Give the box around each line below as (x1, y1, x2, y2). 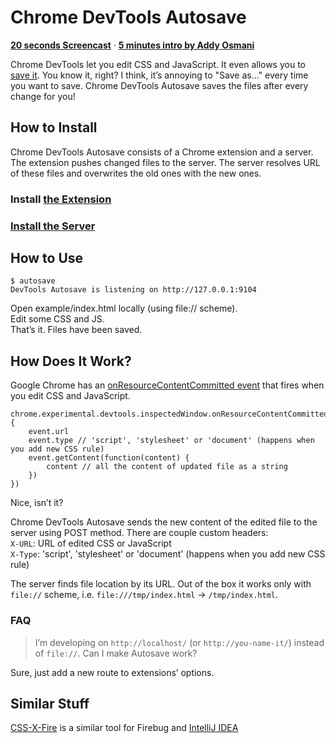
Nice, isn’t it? (10, 497, 64, 509)
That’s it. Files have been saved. (10, 324, 143, 336)
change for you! (10, 90, 76, 102)
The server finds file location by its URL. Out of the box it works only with (10, 578, 312, 590)
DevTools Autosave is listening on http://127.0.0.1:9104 (10, 285, 257, 295)
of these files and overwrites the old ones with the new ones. (10, 167, 262, 179)
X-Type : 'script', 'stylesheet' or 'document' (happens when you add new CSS (10, 548, 326, 560)
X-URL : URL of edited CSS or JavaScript (10, 537, 172, 550)
